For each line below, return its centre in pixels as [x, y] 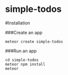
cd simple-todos [22, 60]
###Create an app [24, 32]
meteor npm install [25, 64]
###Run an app [21, 51]
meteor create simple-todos [34, 41]
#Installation [18, 23]
